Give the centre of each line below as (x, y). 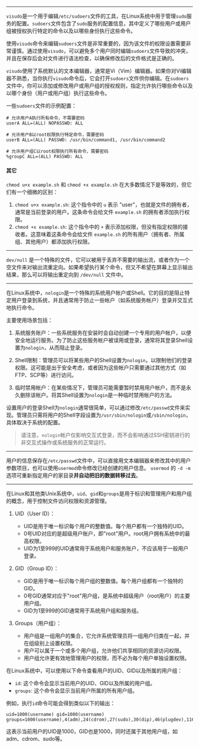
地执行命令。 (22, 308)
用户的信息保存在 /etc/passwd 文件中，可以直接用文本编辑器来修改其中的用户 (99, 461)
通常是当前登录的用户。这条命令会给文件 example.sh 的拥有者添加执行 (99, 212)
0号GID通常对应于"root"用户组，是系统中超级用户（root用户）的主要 (107, 596)
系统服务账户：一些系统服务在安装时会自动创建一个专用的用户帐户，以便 (103, 333)
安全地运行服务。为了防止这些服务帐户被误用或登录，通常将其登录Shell (101, 340)
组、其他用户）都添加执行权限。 (54, 242)
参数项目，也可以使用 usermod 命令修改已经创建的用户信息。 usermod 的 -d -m (98, 468)
